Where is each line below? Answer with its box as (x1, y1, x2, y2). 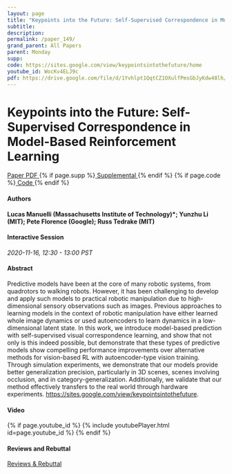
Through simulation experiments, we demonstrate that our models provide (7, 361, 219, 369)
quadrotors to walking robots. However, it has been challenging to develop (7, 286, 219, 295)
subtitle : (7, 23, 36, 30)
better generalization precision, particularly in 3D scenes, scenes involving (7, 367, 220, 376)
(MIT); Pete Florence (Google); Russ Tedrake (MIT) (7, 217, 155, 226)
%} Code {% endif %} (7, 179, 70, 187)
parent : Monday (7, 49, 51, 56)
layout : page (7, 10, 45, 17)
